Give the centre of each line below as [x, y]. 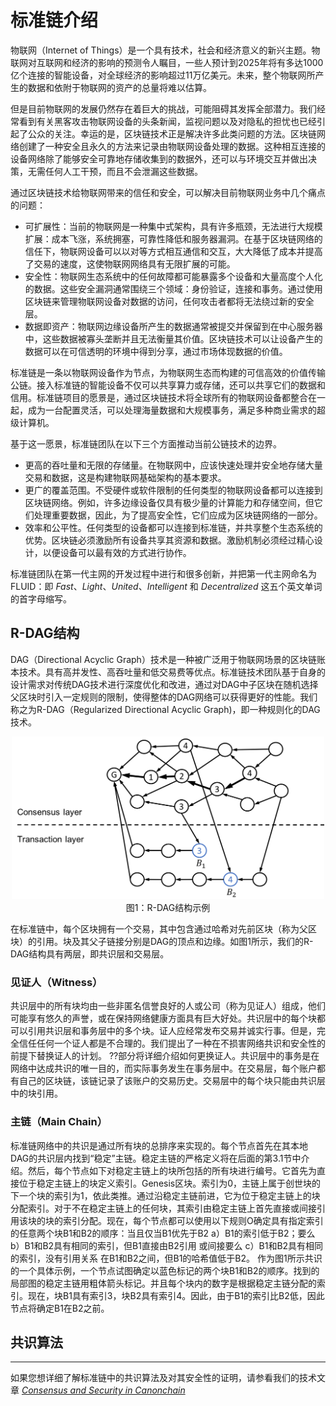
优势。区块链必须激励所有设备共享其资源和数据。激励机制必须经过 [160, 540]
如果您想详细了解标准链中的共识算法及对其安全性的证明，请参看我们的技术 [163, 1378]
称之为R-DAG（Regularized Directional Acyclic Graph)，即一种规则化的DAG [165, 709]
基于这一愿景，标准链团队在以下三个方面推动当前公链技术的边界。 [146, 443]
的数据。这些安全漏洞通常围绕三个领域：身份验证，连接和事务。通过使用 [173, 288]
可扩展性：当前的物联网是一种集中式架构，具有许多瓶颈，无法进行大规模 [173, 226]
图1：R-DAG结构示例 [168, 907]
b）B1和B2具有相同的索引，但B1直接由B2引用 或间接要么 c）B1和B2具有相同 [167, 1245]
